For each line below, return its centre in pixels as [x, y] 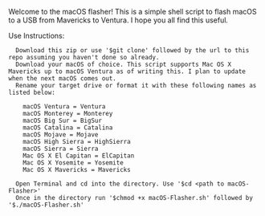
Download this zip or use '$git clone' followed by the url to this [132, 51]
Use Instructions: [37, 36]
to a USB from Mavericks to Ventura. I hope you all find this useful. [118, 20]
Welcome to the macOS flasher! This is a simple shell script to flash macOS [132, 12]
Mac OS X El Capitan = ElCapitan [79, 156]
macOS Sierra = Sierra [61, 149]
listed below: [32, 92]
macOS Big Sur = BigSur [63, 120]
